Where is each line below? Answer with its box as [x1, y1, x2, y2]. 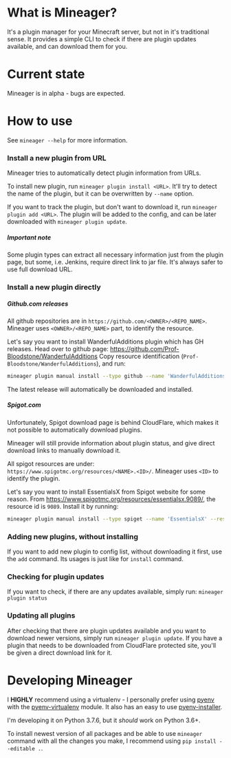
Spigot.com [7, 401, 41, 409]
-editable [7, 745, 36, 752]
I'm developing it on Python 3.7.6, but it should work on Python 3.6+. [7, 716, 201, 724]
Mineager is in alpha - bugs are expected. [7, 89, 126, 97]
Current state [7, 67, 85, 82]
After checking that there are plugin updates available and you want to [7, 627, 206, 635]
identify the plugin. [7, 474, 60, 483]
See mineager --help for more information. [7, 136, 128, 144]
